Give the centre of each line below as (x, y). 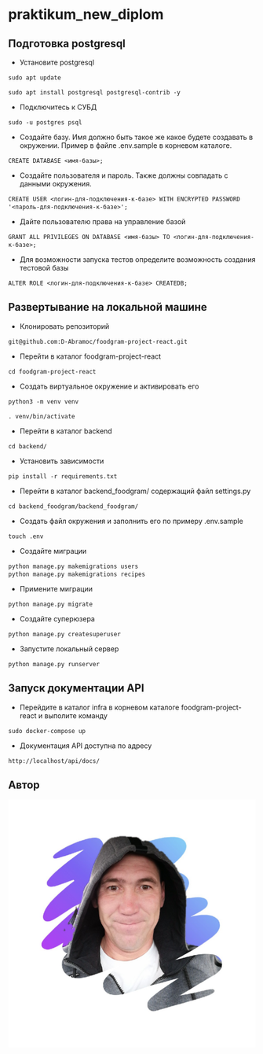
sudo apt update (35, 78)
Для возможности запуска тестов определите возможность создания (137, 260)
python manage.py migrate (50, 604)
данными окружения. (55, 184)
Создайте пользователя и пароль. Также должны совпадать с (124, 175)
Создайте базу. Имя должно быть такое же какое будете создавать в (136, 137)
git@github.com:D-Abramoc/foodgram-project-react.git (98, 341)
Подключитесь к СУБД (58, 107)
